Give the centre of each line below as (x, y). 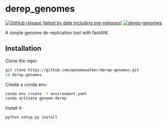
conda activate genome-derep (36, 98)
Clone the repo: (22, 61)
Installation (23, 49)
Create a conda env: (26, 85)
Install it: (14, 108)
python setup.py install (31, 117)
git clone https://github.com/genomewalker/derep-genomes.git (72, 70)
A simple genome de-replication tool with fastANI (56, 32)
